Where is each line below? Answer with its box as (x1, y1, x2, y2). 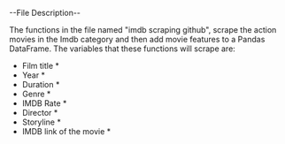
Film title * (21, 61, 60, 71)
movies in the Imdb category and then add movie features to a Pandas (9, 34, 266, 44)
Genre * (21, 88, 51, 99)
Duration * (21, 80, 60, 89)
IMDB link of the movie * (21, 126, 112, 136)
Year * (21, 70, 46, 80)
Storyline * (21, 117, 62, 127)
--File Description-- (9, 8, 81, 18)
